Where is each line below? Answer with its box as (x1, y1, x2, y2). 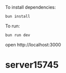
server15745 (5, 59, 59, 70)
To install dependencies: (5, 4, 56, 10)
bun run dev (5, 32, 30, 37)
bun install (5, 14, 30, 19)
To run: (5, 22, 20, 29)
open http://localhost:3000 (5, 41, 61, 47)
